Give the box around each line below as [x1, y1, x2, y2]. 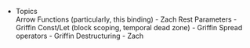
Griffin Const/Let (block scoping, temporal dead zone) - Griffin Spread [15, 23, 243, 32]
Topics [15, 7, 38, 15]
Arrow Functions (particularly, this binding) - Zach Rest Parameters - [15, 15, 237, 24]
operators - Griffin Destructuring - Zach [15, 31, 144, 40]
